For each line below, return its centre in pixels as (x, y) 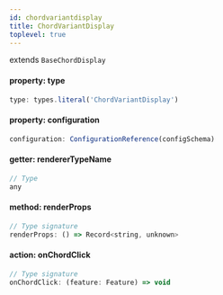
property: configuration (55, 120)
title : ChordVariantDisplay (62, 26)
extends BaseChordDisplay (58, 60)
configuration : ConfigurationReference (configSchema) (112, 139)
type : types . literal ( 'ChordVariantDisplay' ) (94, 100)
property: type (37, 80)
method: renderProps (50, 207)
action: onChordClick (50, 255)
